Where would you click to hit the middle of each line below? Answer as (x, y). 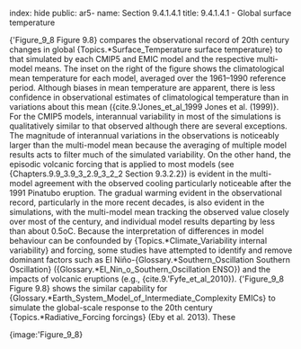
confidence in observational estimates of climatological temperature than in (149, 97)
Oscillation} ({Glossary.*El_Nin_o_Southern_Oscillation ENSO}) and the (140, 269)
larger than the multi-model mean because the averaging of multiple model (148, 145)
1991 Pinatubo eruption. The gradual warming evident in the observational (146, 193)
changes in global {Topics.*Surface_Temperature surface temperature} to (146, 49)
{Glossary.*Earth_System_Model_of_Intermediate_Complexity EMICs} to (142, 298)
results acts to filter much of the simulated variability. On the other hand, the (150, 155)
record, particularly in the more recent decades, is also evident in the (137, 202)
